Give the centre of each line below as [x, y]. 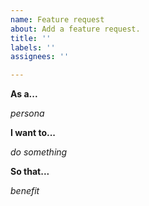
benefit [25, 191]
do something [39, 152]
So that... [30, 172]
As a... [24, 94]
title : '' [31, 38]
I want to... [33, 133]
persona [27, 113]
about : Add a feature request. [75, 29]
